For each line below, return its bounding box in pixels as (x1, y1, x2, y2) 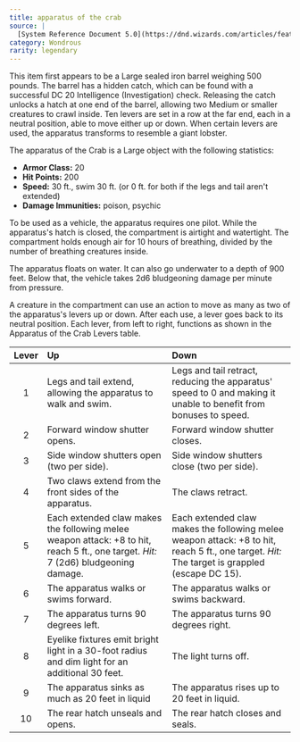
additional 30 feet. (46, 667, 124, 679)
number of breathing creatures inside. (9, 246, 149, 257)
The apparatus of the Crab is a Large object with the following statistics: (9, 145, 275, 156)
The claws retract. (171, 486, 248, 498)
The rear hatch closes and (171, 707, 282, 720)
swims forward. (46, 593, 112, 605)
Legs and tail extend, (46, 376, 135, 388)
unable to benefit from (171, 398, 265, 411)
